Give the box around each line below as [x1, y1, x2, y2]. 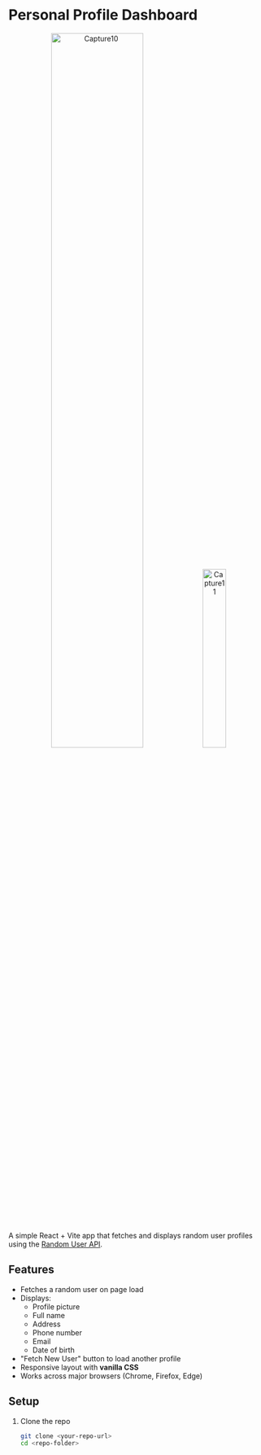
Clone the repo [20, 1416, 71, 1426]
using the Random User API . [8, 1239, 103, 1249]
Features [8, 1263, 54, 1277]
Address [32, 1319, 61, 1329]
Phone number [32, 1327, 83, 1337]
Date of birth [32, 1345, 75, 1355]
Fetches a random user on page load [20, 1284, 144, 1294]
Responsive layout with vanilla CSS [20, 1362, 139, 1372]
